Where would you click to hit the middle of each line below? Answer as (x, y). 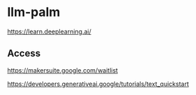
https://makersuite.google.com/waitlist (63, 70)
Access (24, 53)
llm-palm (34, 12)
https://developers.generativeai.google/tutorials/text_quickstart (98, 84)
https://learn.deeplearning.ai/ (50, 31)
